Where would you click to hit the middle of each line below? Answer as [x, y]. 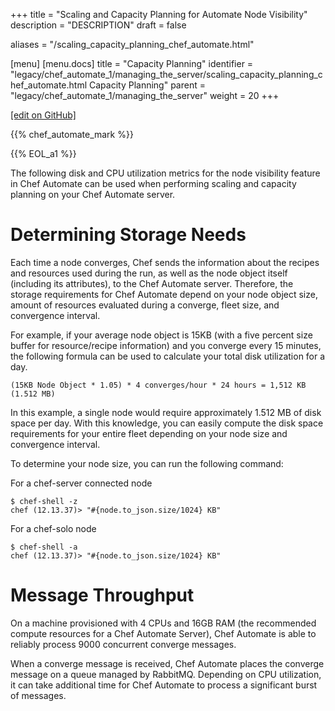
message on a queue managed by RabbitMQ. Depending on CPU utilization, [166, 674]
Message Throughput [102, 595]
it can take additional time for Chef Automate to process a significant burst [164, 685]
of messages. [38, 695]
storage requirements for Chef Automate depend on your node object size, [164, 294]
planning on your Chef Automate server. [93, 194]
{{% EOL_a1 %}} [43, 153]
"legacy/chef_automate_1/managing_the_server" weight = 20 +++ [145, 95]
